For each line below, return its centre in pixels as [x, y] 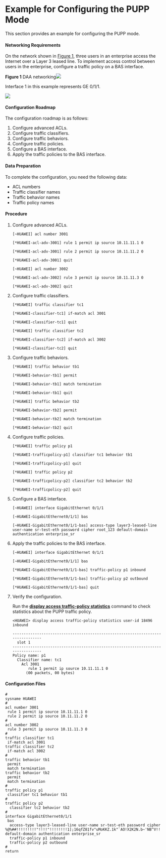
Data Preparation [23, 166]
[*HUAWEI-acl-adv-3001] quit [42, 260]
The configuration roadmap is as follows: [47, 119]
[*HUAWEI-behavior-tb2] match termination [57, 419]
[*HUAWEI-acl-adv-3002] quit [42, 286]
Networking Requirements [33, 45]
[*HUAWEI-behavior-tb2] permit [45, 410]
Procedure [16, 214]
